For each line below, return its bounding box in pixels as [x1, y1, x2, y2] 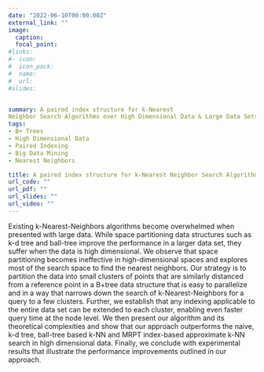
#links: [8, 48, 34, 56]
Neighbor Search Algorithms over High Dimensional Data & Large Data [8, 113, 241, 121]
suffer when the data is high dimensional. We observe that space [8, 246, 218, 256]
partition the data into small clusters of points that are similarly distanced [8, 272, 244, 281]
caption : [15, 33, 44, 42]
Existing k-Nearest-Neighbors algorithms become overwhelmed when [8, 221, 235, 231]
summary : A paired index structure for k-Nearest [8, 105, 174, 114]
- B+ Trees [8, 127, 44, 136]
